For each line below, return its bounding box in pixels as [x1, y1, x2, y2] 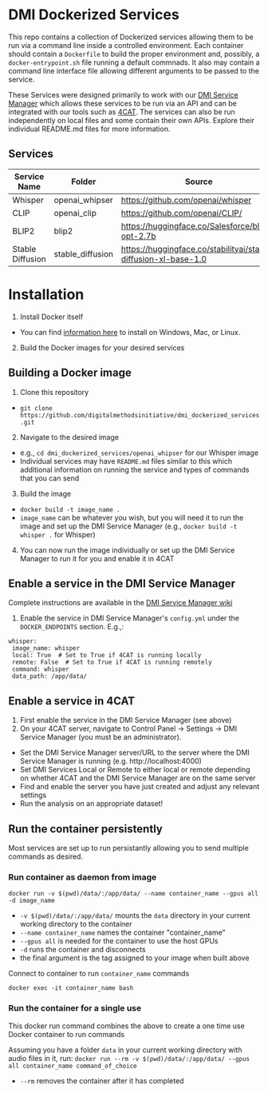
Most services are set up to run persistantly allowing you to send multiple [8, 843, 249, 852]
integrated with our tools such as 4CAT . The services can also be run [8, 106, 235, 117]
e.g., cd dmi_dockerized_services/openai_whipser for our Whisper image [19, 448, 259, 457]
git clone [19, 404, 53, 413]
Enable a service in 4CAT [8, 694, 136, 708]
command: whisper [11, 665, 69, 673]
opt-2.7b [120, 230, 157, 241]
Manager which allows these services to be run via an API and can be [8, 98, 238, 108]
